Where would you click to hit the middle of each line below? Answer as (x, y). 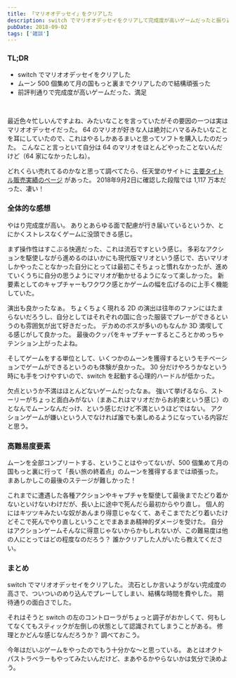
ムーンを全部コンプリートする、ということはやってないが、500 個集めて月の (118, 463)
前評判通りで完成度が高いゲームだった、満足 (82, 92)
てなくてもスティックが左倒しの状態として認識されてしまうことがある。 (111, 626)
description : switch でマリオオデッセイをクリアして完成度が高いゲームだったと (112, 20)
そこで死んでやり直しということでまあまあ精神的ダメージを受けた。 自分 (118, 522)
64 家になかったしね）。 (60, 156)
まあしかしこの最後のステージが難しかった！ (72, 481)
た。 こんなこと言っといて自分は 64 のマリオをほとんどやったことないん (112, 147)
